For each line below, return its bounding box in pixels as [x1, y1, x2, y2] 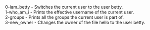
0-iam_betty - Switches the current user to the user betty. [5, 4, 123, 10]
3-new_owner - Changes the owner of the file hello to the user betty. [5, 19, 145, 25]
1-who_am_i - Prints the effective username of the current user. [5, 9, 134, 15]
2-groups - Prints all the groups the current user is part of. [5, 15, 124, 20]
